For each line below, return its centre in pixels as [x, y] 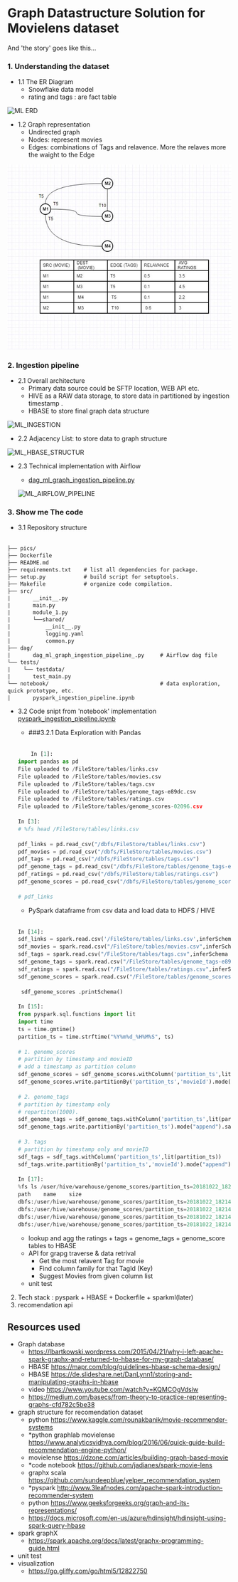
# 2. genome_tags [43, 1097]
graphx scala [47, 1473]
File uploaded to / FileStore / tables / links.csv [88, 769]
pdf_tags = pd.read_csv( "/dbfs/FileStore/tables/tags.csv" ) [108, 859]
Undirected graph [54, 132]
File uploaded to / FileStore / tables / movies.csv [89, 776]
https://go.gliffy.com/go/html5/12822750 [88, 1571]
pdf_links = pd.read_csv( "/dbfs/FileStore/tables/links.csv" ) [112, 844]
